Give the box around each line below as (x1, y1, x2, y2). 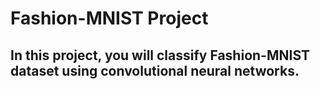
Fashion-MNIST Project (10, 7, 209, 30)
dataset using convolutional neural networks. (10, 62, 300, 79)
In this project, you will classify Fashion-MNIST (10, 47, 310, 64)
